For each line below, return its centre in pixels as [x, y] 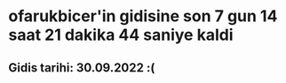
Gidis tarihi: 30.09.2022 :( [82, 68]
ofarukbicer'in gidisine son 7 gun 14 [143, 16]
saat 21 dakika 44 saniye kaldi [121, 35]
